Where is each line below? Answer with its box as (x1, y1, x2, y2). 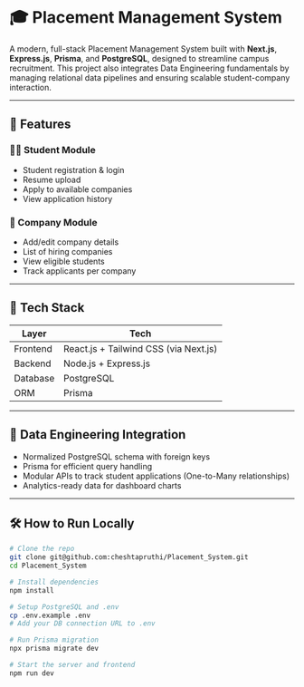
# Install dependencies (9, 577, 100, 586)
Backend (14, 357, 52, 370)
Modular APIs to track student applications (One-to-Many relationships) (22, 470, 290, 481)
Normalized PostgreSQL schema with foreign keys (22, 450, 211, 462)
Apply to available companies (22, 183, 133, 195)
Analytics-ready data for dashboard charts (22, 479, 182, 490)
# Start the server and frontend (9, 661, 136, 670)
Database (14, 372, 55, 384)
